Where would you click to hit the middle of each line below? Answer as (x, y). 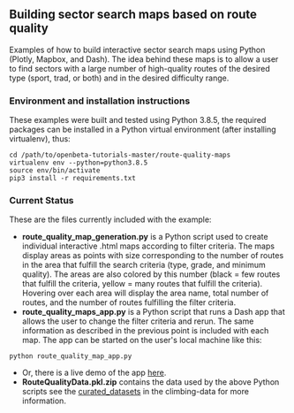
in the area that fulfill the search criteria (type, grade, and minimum (144, 265)
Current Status (41, 201)
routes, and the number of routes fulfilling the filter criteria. (129, 302)
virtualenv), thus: (40, 139)
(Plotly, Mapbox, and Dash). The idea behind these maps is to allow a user (144, 59)
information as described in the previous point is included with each (145, 331)
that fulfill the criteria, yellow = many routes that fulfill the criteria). (142, 284)
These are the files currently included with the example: (110, 219)
